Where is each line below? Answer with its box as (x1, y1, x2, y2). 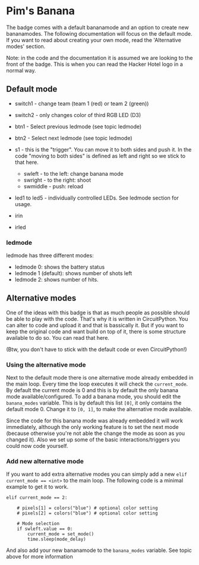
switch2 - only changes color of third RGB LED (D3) (14, 111, 141, 118)
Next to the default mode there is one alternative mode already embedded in (6, 374, 194, 381)
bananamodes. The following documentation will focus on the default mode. (6, 30, 193, 37)
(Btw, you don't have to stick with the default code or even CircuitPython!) (6, 346, 187, 353)
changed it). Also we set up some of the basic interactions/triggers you (6, 436, 180, 443)
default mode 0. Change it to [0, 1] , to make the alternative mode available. (6, 406, 192, 413)
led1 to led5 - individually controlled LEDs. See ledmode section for (14, 194, 179, 201)
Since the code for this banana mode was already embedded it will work (6, 417, 183, 424)
